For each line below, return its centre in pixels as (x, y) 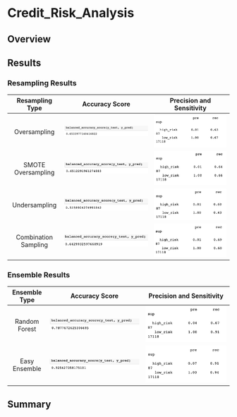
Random (27, 321)
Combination (35, 237)
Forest (27, 329)
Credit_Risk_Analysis (71, 13)
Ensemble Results (39, 274)
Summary (29, 404)
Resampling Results (42, 83)
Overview (29, 39)
